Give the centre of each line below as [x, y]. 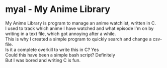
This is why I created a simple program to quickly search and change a [78, 39]
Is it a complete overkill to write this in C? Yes [52, 49]
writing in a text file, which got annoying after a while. [61, 33]
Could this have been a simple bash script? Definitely [60, 55]
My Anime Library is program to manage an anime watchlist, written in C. [81, 23]
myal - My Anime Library [58, 9]
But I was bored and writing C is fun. [43, 60]
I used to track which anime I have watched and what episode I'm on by [79, 28]
